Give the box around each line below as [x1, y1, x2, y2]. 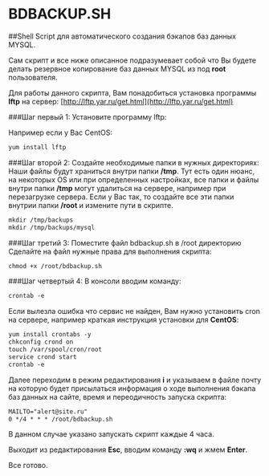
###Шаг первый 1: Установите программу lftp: [8, 112, 167, 121]
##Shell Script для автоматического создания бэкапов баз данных [8, 31, 237, 41]
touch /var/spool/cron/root [8, 346, 103, 354]
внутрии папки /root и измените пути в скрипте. [8, 200, 174, 210]
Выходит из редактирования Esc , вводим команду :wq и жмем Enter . [8, 445, 248, 454]
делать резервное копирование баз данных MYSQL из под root [8, 63, 226, 73]
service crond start [8, 352, 78, 361]
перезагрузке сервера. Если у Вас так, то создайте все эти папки [8, 192, 234, 201]
